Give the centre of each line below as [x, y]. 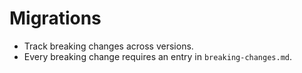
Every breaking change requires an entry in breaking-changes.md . [158, 56]
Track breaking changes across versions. [108, 46]
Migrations [55, 18]
